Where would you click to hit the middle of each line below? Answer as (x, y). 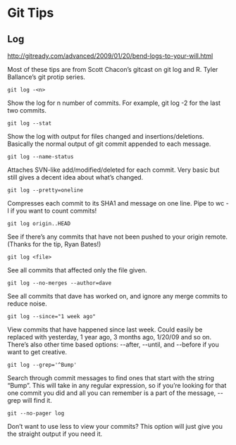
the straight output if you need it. (55, 434)
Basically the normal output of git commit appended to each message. (109, 144)
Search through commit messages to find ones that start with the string (111, 378)
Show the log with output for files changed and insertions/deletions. (106, 136)
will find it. (37, 400)
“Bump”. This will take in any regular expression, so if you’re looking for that (117, 386)
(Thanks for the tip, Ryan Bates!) (54, 244)
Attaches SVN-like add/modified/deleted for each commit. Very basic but (113, 170)
